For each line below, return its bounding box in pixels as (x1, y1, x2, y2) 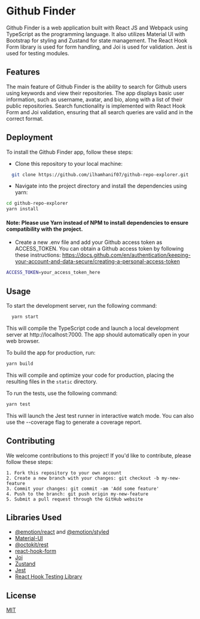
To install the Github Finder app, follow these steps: (6, 148, 133, 156)
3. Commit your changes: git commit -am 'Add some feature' (6, 486, 160, 492)
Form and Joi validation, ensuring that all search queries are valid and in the (6, 108, 193, 115)
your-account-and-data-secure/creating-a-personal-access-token (14, 258, 180, 265)
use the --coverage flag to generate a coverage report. (6, 418, 142, 425)
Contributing (6, 436, 55, 446)
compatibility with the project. (6, 225, 83, 233)
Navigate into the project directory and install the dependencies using (14, 182, 187, 190)
